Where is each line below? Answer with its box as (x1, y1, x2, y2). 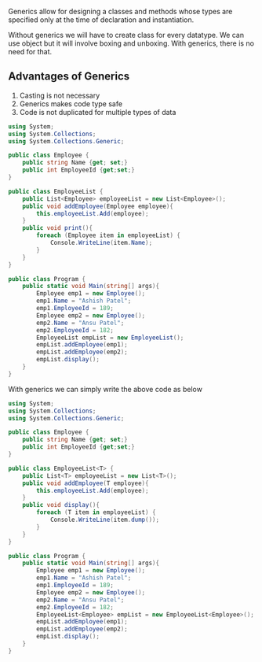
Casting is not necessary (19, 91, 100, 100)
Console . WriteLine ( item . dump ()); (49, 516, 159, 524)
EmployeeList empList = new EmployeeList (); (36, 334, 184, 342)
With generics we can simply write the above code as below (8, 384, 202, 394)
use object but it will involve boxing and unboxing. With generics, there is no (8, 39, 255, 48)
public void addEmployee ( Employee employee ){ (22, 202, 174, 210)
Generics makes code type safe (19, 98, 123, 109)
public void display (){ (22, 501, 100, 509)
